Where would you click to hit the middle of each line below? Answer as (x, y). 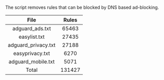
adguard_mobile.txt (31, 62)
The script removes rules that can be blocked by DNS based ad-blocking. (82, 7)
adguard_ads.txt (32, 29)
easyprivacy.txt (32, 53)
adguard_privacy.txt (32, 45)
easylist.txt (31, 37)
